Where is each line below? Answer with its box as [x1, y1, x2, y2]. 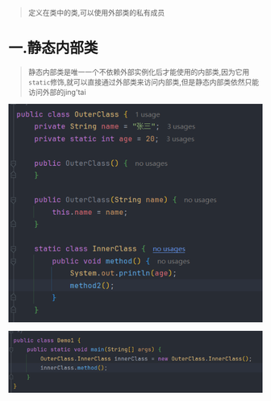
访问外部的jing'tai [27, 87, 86, 97]
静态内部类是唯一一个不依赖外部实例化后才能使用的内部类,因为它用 [27, 67, 250, 76]
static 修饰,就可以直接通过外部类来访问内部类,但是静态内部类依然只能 [27, 76, 260, 87]
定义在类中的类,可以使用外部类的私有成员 [27, 8, 165, 17]
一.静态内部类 [8, 39, 98, 57]
